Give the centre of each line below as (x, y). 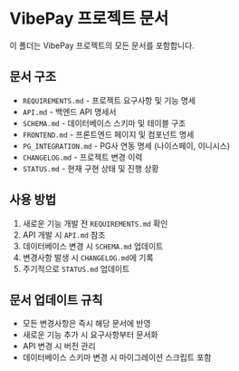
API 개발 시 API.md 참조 (64, 234)
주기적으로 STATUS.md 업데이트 (76, 268)
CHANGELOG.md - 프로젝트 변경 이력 (82, 157)
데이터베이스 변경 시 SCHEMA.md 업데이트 (93, 246)
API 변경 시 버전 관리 (59, 347)
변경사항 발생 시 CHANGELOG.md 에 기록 (88, 257)
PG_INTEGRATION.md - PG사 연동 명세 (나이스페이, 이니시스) (126, 145)
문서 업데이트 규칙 (56, 300)
